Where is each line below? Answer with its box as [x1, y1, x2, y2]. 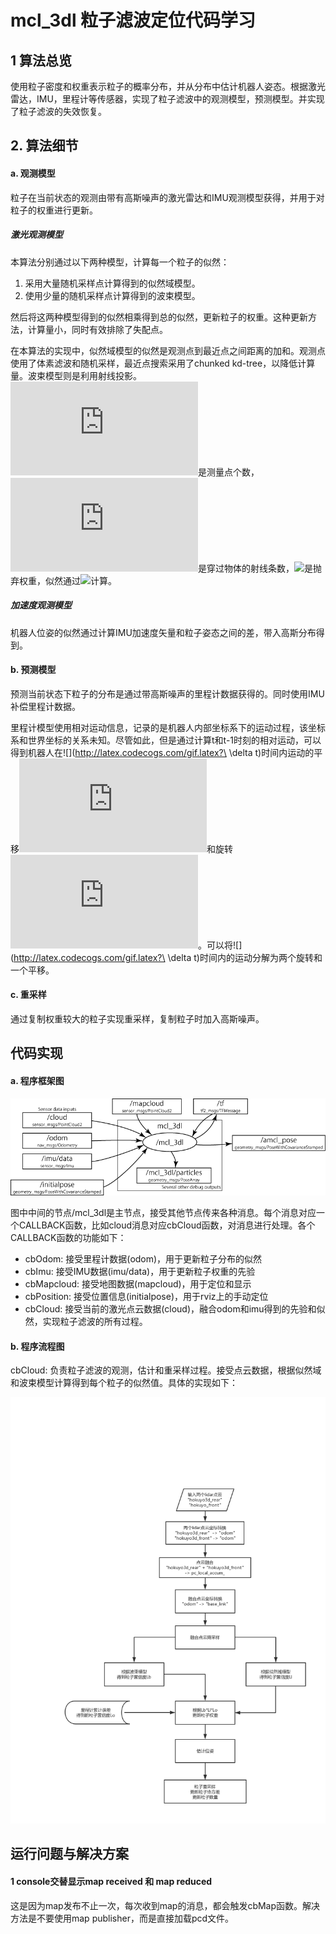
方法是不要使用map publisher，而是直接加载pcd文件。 [10, 1912, 235, 1924]
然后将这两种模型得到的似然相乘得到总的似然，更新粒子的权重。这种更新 [10, 311, 308, 323]
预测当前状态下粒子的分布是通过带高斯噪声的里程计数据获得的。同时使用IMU [10, 687, 325, 700]
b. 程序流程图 [10, 1340, 65, 1352]
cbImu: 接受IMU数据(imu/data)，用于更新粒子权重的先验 [24, 1266, 256, 1278]
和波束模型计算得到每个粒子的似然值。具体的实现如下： [10, 1377, 238, 1389]
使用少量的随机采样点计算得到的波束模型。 [24, 289, 201, 301]
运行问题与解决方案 [10, 1846, 129, 1863]
